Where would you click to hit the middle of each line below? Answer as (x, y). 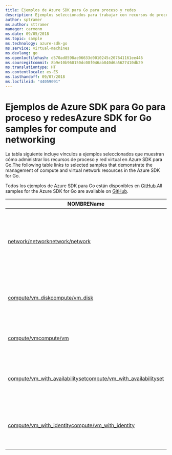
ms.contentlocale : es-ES (32, 72)
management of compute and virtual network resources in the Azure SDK (83, 170)
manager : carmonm (24, 29)
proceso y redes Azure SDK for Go (79, 118)
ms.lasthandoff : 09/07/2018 (35, 77)
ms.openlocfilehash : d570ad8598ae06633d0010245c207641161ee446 (74, 58)
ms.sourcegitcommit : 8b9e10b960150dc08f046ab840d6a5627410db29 (74, 63)
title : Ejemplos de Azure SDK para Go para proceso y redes (71, 10)
